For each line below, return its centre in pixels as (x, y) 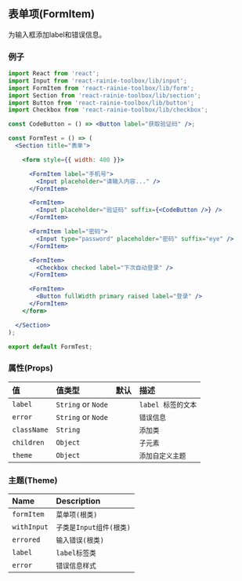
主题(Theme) (33, 480)
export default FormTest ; (50, 347)
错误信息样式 (76, 566)
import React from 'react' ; (54, 74)
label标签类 (76, 553)
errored (26, 540)
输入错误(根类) (80, 541)
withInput (30, 527)
